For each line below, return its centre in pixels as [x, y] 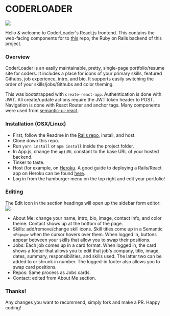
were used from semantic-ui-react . [42, 111]
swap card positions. [35, 267]
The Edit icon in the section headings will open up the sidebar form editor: [83, 203]
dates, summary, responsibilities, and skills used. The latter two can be [87, 256]
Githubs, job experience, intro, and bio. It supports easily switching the [80, 79]
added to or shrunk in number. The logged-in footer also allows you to [86, 261]
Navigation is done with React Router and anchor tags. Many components [83, 105]
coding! [13, 308]
